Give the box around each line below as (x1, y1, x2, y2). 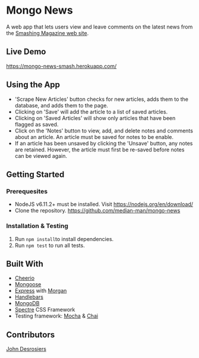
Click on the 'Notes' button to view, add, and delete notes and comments (14, 127, 193, 134)
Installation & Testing (6, 222, 68, 230)
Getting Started (6, 169, 65, 179)
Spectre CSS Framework (14, 306, 75, 313)
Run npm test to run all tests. (14, 242, 85, 249)
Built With (6, 259, 43, 269)
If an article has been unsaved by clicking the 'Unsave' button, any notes (14, 140, 193, 147)
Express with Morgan (14, 287, 67, 294)
